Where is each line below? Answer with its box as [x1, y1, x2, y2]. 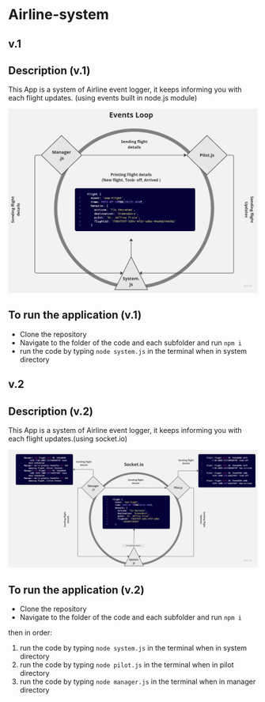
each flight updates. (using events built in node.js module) [8, 93, 198, 103]
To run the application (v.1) [8, 309, 142, 322]
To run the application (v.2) [8, 583, 145, 597]
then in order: [8, 628, 53, 638]
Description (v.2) [8, 404, 93, 418]
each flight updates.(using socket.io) [8, 434, 128, 443]
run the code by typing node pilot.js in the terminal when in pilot [19, 660, 234, 670]
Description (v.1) [8, 63, 91, 77]
